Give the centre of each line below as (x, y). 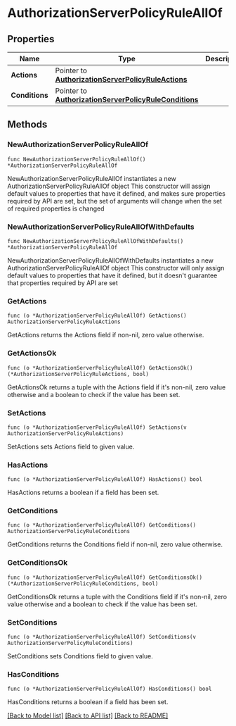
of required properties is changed (56, 208)
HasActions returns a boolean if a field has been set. (83, 493)
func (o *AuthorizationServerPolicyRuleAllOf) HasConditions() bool (110, 689)
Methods (27, 125)
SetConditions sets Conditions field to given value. (80, 656)
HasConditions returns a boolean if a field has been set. (88, 702)
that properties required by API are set (63, 282)
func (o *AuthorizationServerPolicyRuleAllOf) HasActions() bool (105, 480)
